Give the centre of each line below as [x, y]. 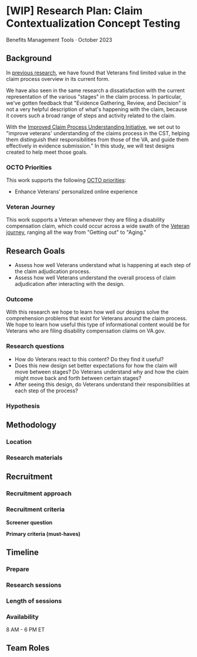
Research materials [34, 457]
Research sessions [34, 585]
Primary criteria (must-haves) [43, 534]
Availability [23, 617]
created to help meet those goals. [47, 152]
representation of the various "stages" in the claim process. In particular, [94, 96]
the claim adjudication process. [53, 271]
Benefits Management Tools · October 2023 [59, 40]
